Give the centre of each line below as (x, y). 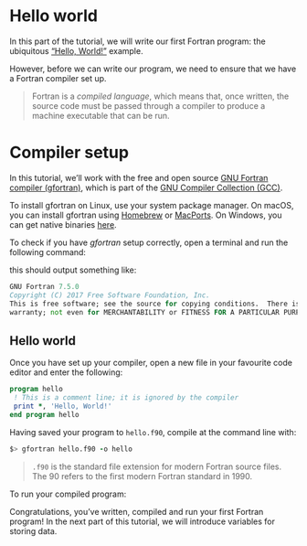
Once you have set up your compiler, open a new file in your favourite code (151, 363)
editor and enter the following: (66, 372)
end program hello (44, 414)
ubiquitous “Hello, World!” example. (76, 50)
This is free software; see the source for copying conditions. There (148, 304)
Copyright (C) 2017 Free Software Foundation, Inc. (110, 295)
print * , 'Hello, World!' (63, 406)
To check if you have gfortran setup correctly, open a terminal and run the (149, 242)
